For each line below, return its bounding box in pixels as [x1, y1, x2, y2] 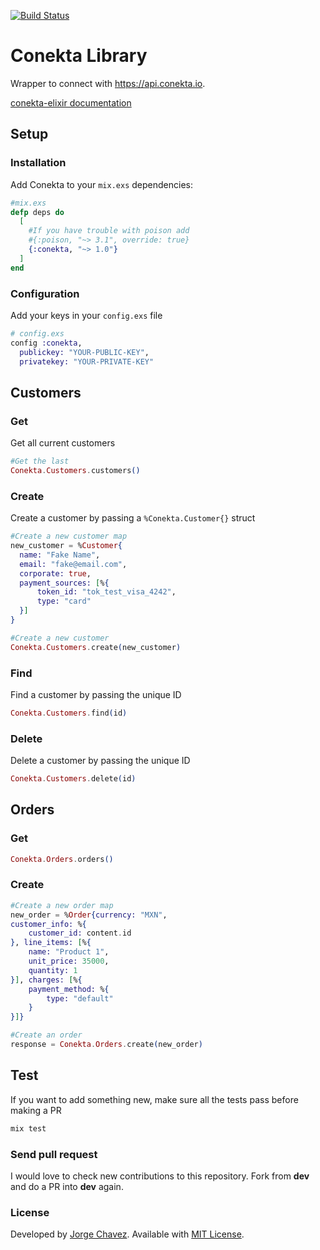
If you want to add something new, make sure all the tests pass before [10, 1093, 299, 1105]
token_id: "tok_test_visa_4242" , [36, 587, 177, 597]
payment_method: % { [28, 984, 110, 994]
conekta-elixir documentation [10, 96, 132, 109]
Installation [10, 156, 67, 170]
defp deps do [10, 207, 65, 217]
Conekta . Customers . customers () [10, 465, 141, 475]
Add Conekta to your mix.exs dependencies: [10, 178, 193, 190]
